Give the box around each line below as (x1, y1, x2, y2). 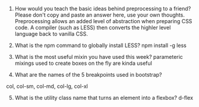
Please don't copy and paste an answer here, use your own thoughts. (14, 11, 185, 18)
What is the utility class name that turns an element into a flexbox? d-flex (14, 95, 194, 101)
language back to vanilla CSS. (14, 30, 88, 37)
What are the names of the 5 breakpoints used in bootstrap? (14, 71, 162, 78)
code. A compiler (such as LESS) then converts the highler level (14, 24, 171, 31)
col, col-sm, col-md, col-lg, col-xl (6, 83, 88, 90)
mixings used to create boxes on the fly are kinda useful (14, 59, 153, 67)
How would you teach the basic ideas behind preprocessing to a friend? (14, 5, 191, 12)
